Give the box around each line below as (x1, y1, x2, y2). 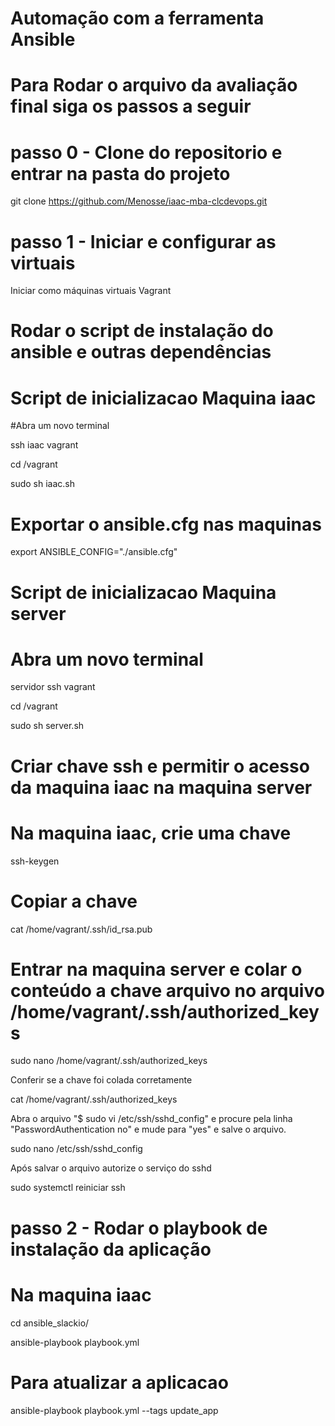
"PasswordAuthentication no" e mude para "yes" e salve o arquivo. (10, 1123, 287, 1136)
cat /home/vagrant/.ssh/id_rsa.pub (10, 923, 153, 935)
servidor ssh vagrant (10, 681, 96, 693)
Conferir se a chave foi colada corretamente (10, 1074, 193, 1086)
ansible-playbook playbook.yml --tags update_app (10, 1404, 219, 1416)
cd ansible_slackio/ (10, 1317, 90, 1329)
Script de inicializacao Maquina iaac (10, 387, 317, 409)
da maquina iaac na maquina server (10, 776, 313, 799)
